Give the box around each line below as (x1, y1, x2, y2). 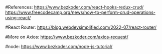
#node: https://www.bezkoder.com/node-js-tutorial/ (5, 44, 113, 49)
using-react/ (5, 15, 31, 20)
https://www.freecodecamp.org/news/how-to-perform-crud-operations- (5, 9, 156, 15)
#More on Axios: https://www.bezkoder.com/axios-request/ (5, 34, 129, 40)
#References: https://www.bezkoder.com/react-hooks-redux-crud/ (5, 4, 144, 10)
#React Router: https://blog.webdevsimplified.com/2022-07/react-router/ (5, 24, 157, 30)
